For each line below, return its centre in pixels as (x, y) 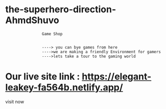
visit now (15, 101)
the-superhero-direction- (61, 9)
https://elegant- (116, 77)
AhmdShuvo (32, 20)
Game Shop (52, 34)
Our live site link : (43, 77)
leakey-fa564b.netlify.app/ (64, 88)
